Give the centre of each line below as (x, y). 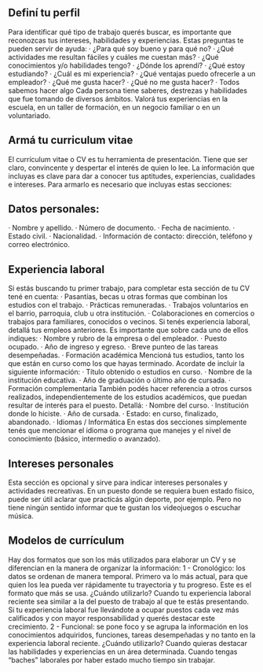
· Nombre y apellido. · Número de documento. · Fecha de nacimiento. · (122, 228)
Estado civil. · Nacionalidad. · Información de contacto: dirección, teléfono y (130, 236)
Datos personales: (54, 209)
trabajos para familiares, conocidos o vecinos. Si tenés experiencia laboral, (130, 322)
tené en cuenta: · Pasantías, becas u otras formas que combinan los (118, 297)
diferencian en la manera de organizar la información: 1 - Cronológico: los (127, 568)
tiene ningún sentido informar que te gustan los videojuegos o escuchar (124, 508)
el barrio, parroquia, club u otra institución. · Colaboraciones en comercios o (131, 313)
